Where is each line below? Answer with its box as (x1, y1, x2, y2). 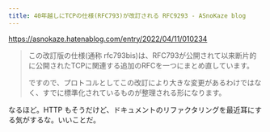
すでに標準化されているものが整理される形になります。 (42, 88, 226, 97)
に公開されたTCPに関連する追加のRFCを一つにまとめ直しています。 (27, 60, 255, 70)
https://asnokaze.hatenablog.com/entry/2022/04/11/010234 (8, 34, 208, 43)
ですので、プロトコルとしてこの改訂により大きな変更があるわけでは (27, 77, 255, 87)
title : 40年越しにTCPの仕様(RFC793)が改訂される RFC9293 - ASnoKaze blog (8, 11, 247, 20)
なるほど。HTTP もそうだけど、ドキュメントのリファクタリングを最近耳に (8, 105, 255, 114)
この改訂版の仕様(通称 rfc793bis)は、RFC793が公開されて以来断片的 (27, 50, 257, 60)
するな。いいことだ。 (29, 114, 101, 125)
